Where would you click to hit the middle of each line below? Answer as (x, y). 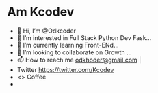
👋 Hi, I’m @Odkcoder (47, 31)
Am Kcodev (41, 12)
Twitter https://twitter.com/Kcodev (65, 69)
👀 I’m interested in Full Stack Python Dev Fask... (84, 37)
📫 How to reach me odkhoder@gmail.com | (79, 60)
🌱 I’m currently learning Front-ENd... (68, 45)
